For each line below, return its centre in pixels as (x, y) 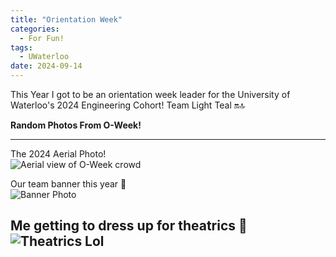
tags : (21, 47)
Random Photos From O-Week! (76, 125)
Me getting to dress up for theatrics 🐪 (129, 226)
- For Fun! (42, 38)
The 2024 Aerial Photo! (58, 154)
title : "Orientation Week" (66, 19)
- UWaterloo (44, 57)
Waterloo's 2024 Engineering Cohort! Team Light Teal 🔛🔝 (128, 105)
